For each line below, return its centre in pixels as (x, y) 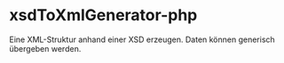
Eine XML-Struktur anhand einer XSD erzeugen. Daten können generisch (142, 39)
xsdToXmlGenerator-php (103, 15)
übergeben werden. (45, 48)
